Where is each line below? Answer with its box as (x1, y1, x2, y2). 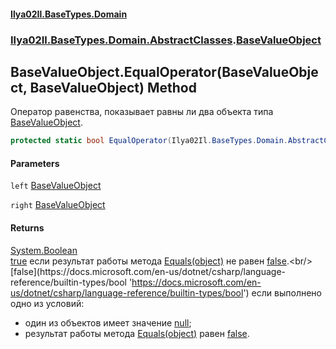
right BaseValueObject (10, 199, 106, 211)
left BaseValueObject (10, 180, 102, 192)
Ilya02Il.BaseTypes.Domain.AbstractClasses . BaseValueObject (10, 33, 322, 47)
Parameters (10, 157, 60, 169)
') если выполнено (243, 286, 322, 299)
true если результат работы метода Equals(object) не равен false (10, 255, 287, 267)
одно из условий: (10, 297, 85, 309)
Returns (10, 222, 45, 234)
